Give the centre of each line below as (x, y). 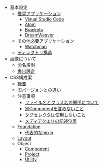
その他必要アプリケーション (46, 41)
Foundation (29, 127)
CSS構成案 (21, 77)
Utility (31, 159)
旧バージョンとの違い (39, 90)
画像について (23, 59)
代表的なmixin (39, 133)
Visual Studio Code (44, 19)
